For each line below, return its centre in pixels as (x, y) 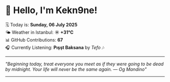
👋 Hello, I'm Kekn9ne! (51, 10)
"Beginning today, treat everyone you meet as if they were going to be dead (84, 64)
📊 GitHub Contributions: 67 (34, 39)
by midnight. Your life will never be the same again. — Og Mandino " (76, 69)
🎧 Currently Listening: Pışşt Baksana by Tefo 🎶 (55, 47)
